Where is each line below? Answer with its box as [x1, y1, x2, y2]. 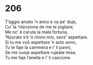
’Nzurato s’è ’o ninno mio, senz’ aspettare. [5, 34, 88, 40]
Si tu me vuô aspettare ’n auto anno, [5, 39, 77, 45]
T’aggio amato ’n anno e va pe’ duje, [5, 19, 77, 25]
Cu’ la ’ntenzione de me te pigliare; [5, 24, 74, 29]
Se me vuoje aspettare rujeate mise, [5, 49, 77, 55]
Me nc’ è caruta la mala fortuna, [5, 29, 68, 35]
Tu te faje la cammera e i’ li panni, [5, 44, 72, 50]
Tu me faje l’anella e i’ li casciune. [5, 54, 71, 60]
